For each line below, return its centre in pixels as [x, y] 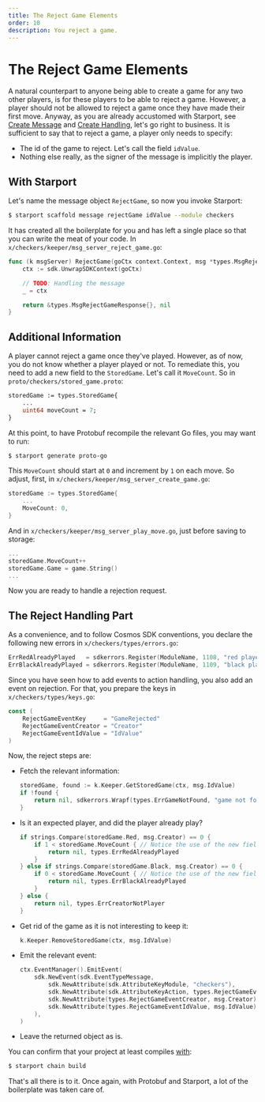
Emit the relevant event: [58, 955]
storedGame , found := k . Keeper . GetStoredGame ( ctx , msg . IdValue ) [127, 786]
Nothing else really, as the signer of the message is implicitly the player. [136, 157]
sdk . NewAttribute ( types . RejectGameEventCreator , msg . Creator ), [154, 999]
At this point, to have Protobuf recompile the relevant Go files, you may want [132, 432]
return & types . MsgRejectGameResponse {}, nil [97, 305]
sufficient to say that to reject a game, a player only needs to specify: [120, 133]
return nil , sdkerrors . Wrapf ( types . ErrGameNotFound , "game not [140, 800]
